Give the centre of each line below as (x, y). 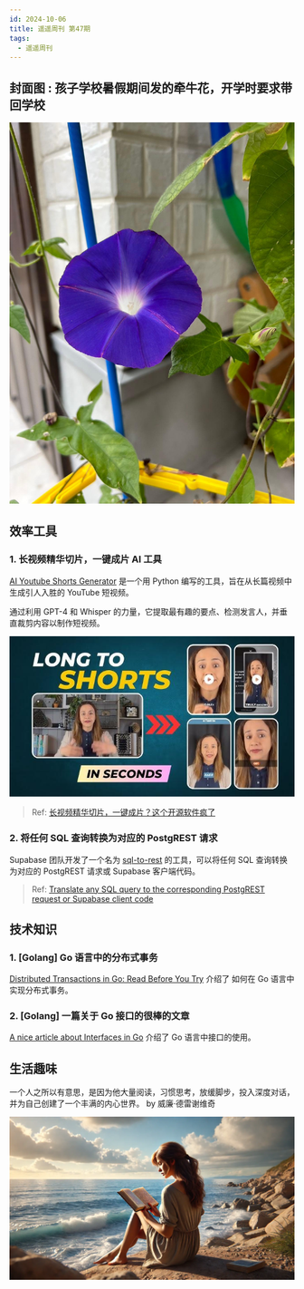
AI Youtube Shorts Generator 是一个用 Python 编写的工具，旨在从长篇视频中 (151, 581)
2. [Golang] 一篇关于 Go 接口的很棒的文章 (100, 1016)
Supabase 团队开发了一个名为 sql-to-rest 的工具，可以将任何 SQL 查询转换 (148, 859)
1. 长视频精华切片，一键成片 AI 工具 (86, 559)
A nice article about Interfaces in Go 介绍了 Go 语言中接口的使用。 (133, 1037)
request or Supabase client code (92, 898)
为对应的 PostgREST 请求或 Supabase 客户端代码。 (105, 871)
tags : (19, 38)
